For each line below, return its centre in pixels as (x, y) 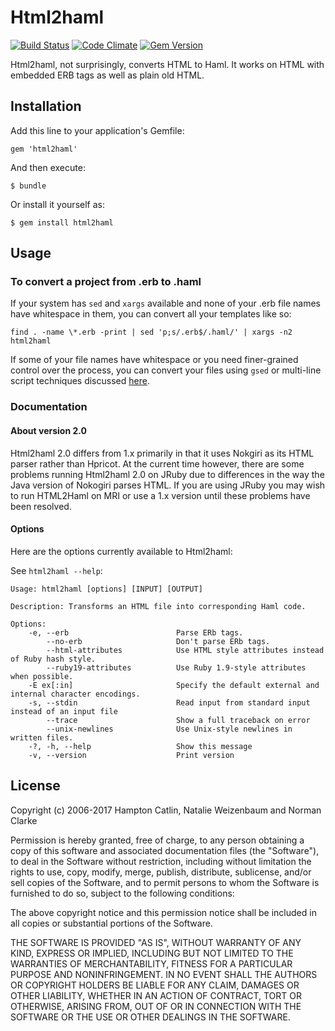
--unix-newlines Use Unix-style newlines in (169, 729)
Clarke (24, 820)
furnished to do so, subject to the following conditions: (122, 893)
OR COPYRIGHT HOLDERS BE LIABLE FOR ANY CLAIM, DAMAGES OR (155, 985)
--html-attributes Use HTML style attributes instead (185, 650)
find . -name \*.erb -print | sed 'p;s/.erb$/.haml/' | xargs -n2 (151, 332)
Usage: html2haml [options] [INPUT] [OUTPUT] (106, 589)
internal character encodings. (75, 694)
